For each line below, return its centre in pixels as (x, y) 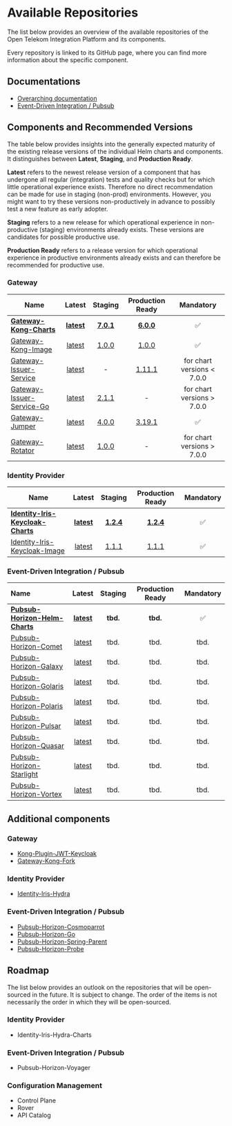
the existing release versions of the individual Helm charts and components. (115, 151)
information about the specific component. (68, 59)
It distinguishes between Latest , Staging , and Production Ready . (100, 159)
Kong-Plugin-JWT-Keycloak (57, 854)
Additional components (59, 819)
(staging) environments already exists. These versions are (122, 229)
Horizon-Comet (37, 647)
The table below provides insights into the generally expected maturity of (111, 144)
